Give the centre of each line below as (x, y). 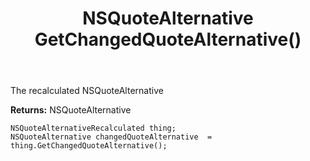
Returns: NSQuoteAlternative (71, 110)
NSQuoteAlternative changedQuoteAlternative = (111, 137)
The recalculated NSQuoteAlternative (87, 91)
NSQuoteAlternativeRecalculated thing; (93, 128)
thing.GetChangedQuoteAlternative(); (89, 146)
